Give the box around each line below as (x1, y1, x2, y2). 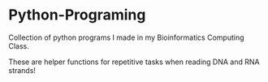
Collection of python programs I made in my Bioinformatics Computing (8, 32, 245, 42)
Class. (8, 41, 30, 50)
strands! (8, 65, 37, 75)
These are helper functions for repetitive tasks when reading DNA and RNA (8, 57, 260, 67)
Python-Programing (8, 6, 146, 24)
